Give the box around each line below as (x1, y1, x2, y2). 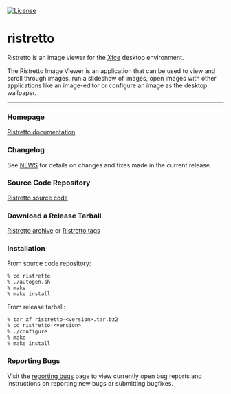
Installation (7, 244, 46, 253)
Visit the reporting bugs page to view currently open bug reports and (7, 372, 203, 380)
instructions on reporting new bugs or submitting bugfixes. (7, 379, 174, 387)
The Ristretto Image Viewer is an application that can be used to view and (7, 66, 216, 75)
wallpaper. (7, 88, 36, 96)
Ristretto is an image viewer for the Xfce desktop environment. (7, 53, 184, 61)
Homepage (7, 112, 45, 122)
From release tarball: (7, 303, 66, 311)
